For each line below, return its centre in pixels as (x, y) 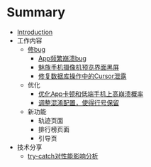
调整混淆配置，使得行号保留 (79, 102)
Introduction (35, 32)
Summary (36, 12)
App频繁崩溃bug (62, 58)
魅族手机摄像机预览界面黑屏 (79, 67)
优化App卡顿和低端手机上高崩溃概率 (91, 94)
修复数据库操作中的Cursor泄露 (82, 76)
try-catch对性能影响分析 (63, 156)
